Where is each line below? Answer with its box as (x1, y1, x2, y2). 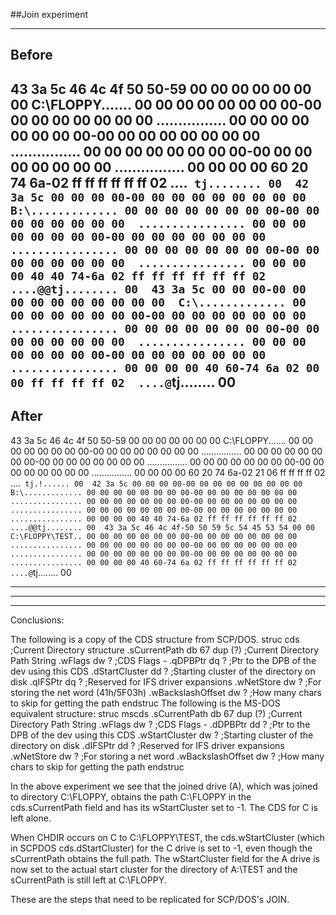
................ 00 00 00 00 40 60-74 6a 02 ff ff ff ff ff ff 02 (10, 557, 298, 568)
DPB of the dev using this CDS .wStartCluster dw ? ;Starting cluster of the (10, 729, 314, 741)
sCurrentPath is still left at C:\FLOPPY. (10, 874, 167, 886)
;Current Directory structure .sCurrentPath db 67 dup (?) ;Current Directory (10, 644, 320, 656)
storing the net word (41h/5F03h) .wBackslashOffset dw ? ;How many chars (10, 686, 322, 698)
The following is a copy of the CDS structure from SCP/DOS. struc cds (10, 633, 300, 645)
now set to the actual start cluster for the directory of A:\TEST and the (10, 863, 298, 875)
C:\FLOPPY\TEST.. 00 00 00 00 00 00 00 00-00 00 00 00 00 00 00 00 (10, 531, 298, 541)
